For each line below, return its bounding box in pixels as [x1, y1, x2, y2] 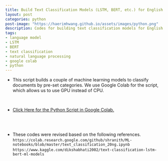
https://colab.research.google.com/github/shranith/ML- [12, 138, 132, 143]
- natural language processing [5, 53, 71, 59]
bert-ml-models [12, 152, 45, 157]
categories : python [5, 16, 46, 21]
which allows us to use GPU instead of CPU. [12, 87, 104, 93]
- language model [5, 35, 42, 40]
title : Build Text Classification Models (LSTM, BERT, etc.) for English [5, 7, 163, 12]
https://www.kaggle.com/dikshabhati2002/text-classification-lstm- [12, 147, 157, 152]
